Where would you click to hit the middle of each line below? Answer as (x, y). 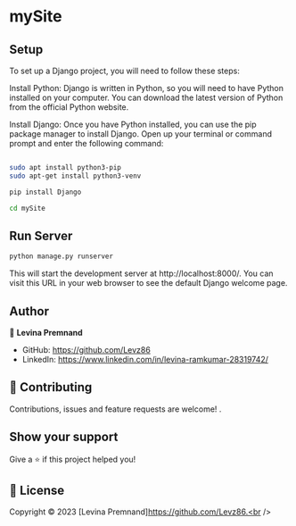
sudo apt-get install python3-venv (75, 176)
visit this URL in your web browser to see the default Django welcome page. (148, 283)
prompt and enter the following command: (86, 143)
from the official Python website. (69, 107)
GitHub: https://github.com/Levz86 (86, 350)
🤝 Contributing (51, 387)
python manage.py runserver (62, 256)
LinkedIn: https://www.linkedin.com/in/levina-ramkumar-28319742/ (145, 359)
